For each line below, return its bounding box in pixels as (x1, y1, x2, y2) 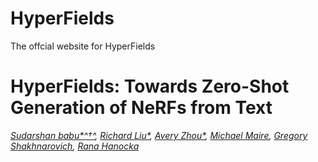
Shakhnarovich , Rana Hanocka (10, 140, 140, 152)
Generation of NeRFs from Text (10, 97, 273, 119)
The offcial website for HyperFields (10, 40, 156, 52)
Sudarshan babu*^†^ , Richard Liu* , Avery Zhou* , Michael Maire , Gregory (10, 129, 308, 141)
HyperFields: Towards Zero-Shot (10, 75, 290, 98)
